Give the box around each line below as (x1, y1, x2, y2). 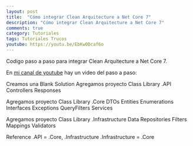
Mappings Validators (6, 122, 56, 129)
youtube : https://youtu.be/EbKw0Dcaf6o (6, 42, 104, 48)
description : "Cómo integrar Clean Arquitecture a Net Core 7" (6, 19, 165, 25)
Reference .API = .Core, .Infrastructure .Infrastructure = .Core (6, 133, 155, 140)
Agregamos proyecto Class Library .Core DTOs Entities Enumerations (6, 98, 174, 105)
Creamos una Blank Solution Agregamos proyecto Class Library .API (6, 80, 172, 87)
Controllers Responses (6, 87, 61, 94)
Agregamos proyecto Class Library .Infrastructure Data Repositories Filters (6, 115, 187, 122)
